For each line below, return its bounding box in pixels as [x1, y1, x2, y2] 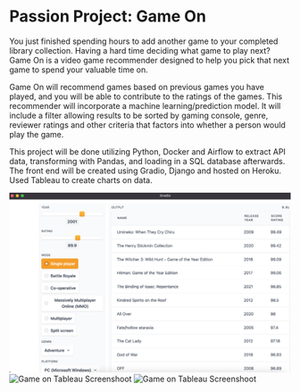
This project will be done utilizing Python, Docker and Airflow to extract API [9, 146, 286, 157]
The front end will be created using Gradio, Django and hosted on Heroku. [9, 165, 282, 176]
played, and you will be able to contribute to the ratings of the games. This [9, 91, 283, 102]
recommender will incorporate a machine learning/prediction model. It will [9, 100, 281, 111]
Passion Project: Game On [9, 6, 207, 27]
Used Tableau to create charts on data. [9, 174, 154, 185]
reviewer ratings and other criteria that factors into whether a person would [9, 119, 286, 130]
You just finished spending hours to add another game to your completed [9, 36, 279, 46]
